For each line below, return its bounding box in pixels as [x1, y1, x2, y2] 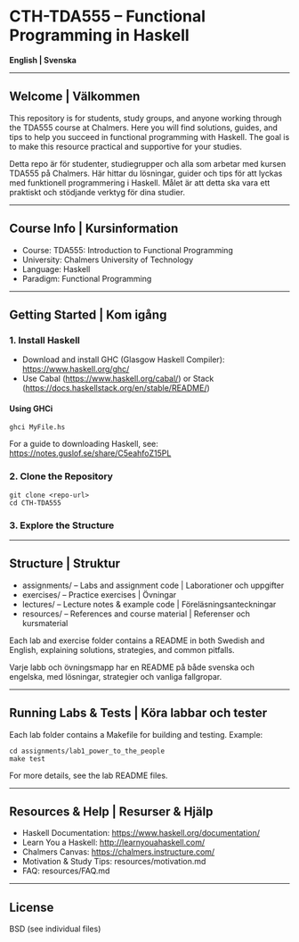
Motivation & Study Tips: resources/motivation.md [21, 856, 206, 867]
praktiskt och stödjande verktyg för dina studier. [9, 186, 185, 197]
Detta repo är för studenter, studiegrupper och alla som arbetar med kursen [9, 158, 287, 169]
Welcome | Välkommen [9, 89, 141, 104]
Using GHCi [9, 403, 53, 414]
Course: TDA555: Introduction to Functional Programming [21, 244, 233, 255]
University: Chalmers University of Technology [21, 254, 194, 265]
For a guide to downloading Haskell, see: [9, 439, 158, 450]
